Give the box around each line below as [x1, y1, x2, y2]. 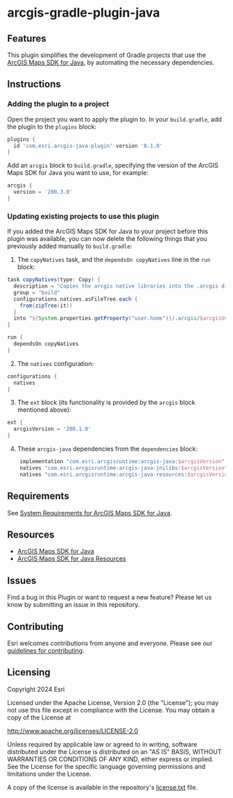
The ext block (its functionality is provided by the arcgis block [17, 398, 196, 407]
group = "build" [13, 289, 60, 296]
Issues [7, 574, 37, 586]
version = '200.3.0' [13, 189, 73, 196]
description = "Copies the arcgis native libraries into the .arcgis [13, 283, 218, 290]
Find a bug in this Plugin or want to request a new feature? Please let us [7, 593, 212, 601]
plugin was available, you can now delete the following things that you [7, 235, 207, 243]
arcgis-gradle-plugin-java [7, 5, 161, 21]
